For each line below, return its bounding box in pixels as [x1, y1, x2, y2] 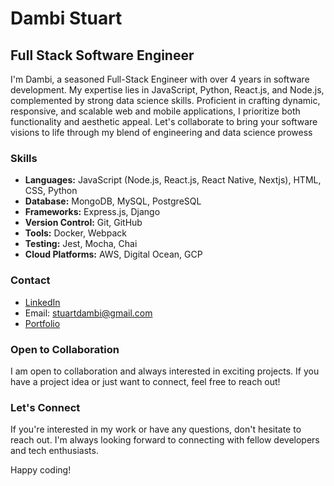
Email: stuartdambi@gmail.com [24, 307, 153, 319]
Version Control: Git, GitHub [24, 217, 143, 229]
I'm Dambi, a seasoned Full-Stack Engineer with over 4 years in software [10, 73, 310, 85]
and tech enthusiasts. [10, 445, 99, 457]
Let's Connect [10, 400, 81, 414]
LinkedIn [24, 296, 61, 308]
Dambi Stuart [10, 7, 123, 30]
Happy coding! [10, 464, 72, 476]
